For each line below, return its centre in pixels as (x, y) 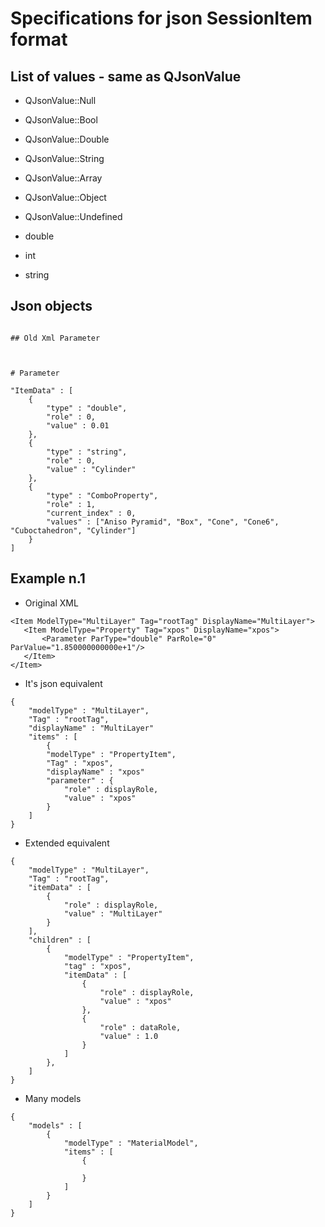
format (39, 39)
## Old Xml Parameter (55, 338)
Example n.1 (48, 578)
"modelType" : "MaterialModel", (131, 1143)
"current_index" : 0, (91, 513)
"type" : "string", (87, 452)
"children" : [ (60, 940)
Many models (53, 1098)
